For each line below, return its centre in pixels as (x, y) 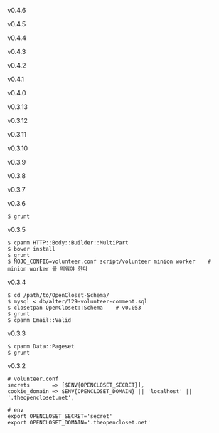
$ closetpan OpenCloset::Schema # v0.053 (74, 308)
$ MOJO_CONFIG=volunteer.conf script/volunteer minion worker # (109, 261)
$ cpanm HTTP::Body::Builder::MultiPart (68, 243)
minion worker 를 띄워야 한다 (48, 269)
